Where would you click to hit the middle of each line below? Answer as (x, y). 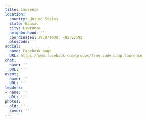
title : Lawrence (22, 10)
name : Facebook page (31, 51)
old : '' (18, 106)
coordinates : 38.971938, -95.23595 (46, 38)
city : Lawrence (25, 28)
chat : (11, 60)
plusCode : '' (23, 42)
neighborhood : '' (27, 33)
